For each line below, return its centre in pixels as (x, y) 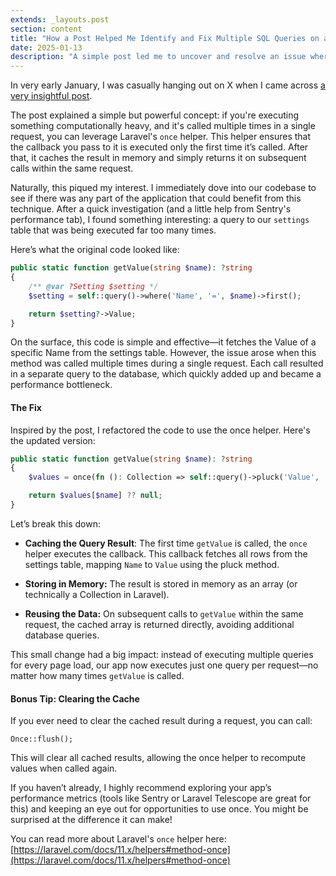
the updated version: (53, 440)
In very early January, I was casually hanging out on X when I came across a (168, 85)
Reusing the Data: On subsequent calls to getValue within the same (164, 613)
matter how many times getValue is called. (97, 675)
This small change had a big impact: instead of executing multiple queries (162, 654)
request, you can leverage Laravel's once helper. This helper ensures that (161, 137)
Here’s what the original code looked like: (95, 250)
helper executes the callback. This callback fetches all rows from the (166, 553)
